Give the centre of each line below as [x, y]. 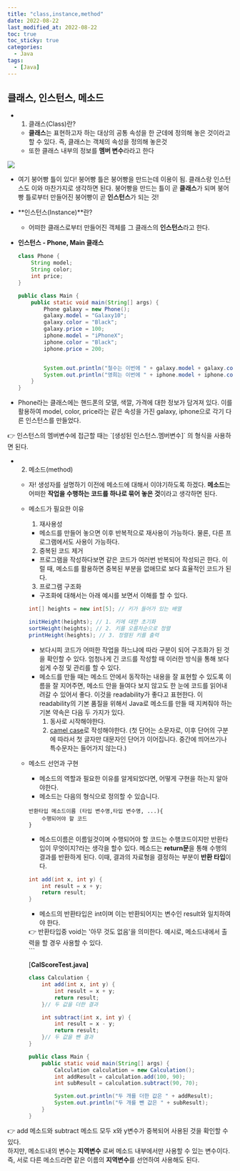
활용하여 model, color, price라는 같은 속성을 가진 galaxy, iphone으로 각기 [121, 412]
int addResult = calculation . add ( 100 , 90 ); [120, 1077]
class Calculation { [59, 978]
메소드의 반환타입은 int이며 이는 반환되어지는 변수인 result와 [122, 914]
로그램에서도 [56, 542]
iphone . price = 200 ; [74, 349]
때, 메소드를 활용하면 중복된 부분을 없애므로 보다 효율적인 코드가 [135, 569]
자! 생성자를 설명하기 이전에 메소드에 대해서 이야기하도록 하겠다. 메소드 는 [129, 485]
